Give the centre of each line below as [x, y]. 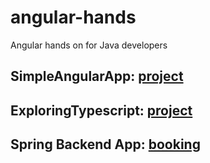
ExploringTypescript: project [101, 110]
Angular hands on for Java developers [89, 45]
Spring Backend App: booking [105, 144]
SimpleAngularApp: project [97, 76]
